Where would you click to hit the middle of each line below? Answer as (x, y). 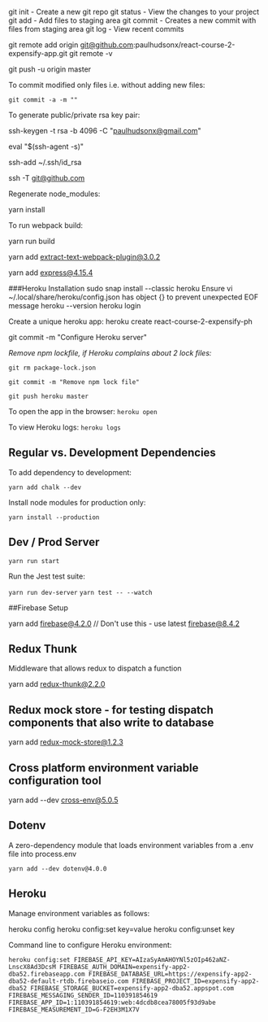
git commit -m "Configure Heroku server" (78, 337)
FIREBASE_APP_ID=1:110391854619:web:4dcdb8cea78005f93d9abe (112, 1002)
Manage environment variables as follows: (79, 913)
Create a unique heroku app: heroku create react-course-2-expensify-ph (131, 321)
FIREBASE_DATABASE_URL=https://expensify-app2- (170, 974)
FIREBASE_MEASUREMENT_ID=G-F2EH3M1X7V (74, 1009)
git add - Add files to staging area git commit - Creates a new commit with (132, 20)
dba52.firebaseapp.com (47, 974)
